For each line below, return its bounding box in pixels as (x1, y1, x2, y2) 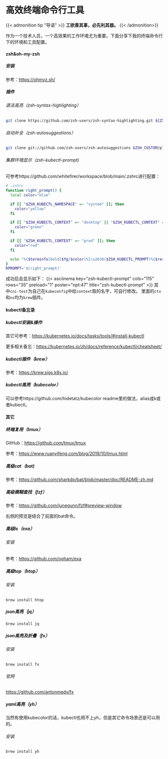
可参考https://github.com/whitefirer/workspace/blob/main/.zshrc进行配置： (5, 173, 160, 179)
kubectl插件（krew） (5, 356, 50, 362)
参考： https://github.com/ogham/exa (5, 555, 82, 561)
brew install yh (5, 749, 39, 754)
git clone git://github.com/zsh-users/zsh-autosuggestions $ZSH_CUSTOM (5, 146, 158, 151)
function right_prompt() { (5, 188, 62, 193)
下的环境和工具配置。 (5, 39, 49, 45)
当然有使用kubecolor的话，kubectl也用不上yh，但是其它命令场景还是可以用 (5, 714, 161, 721)
